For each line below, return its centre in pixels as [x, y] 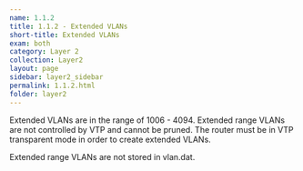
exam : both [30, 43]
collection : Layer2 [46, 60]
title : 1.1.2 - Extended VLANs [69, 26]
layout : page [34, 69]
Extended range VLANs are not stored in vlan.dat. [102, 156]
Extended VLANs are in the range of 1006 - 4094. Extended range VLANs [147, 120]
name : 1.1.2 [32, 18]
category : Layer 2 [44, 52]
